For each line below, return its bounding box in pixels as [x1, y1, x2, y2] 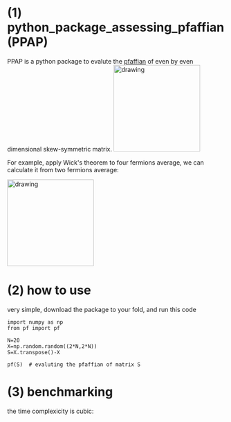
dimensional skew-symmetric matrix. [7, 145, 113, 153]
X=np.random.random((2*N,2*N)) [7, 342, 98, 350]
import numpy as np [7, 318, 64, 326]
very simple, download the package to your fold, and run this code [7, 305, 197, 313]
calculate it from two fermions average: [7, 165, 119, 174]
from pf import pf [7, 324, 60, 331]
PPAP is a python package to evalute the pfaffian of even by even [7, 57, 194, 65]
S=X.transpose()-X [7, 349, 60, 356]
